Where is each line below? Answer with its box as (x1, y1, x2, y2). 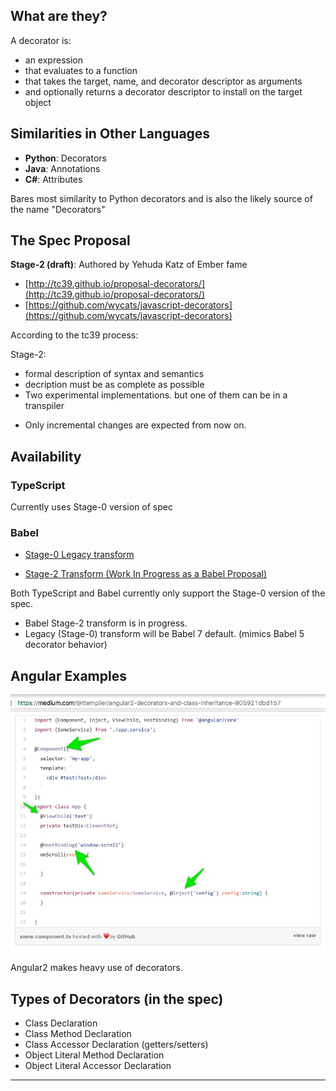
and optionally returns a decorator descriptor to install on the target (24, 85, 303, 98)
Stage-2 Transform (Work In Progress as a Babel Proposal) (24, 568, 268, 580)
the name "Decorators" (10, 203, 106, 215)
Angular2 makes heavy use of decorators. (10, 962, 183, 974)
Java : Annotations (24, 162, 101, 174)
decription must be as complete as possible (24, 379, 205, 391)
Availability (10, 448, 82, 465)
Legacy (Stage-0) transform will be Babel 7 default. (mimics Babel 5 (24, 628, 305, 640)
